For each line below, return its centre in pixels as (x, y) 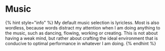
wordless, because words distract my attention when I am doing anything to (83, 27)
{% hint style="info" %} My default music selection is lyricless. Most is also (82, 23)
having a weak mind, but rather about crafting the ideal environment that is (82, 38)
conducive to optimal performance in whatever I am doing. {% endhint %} (81, 43)
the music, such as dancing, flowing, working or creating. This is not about (82, 33)
